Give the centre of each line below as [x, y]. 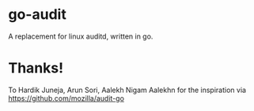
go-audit [38, 15]
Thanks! [36, 68]
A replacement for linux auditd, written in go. [81, 36]
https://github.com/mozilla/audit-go [66, 98]
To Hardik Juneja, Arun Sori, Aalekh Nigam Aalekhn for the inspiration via [127, 90]
